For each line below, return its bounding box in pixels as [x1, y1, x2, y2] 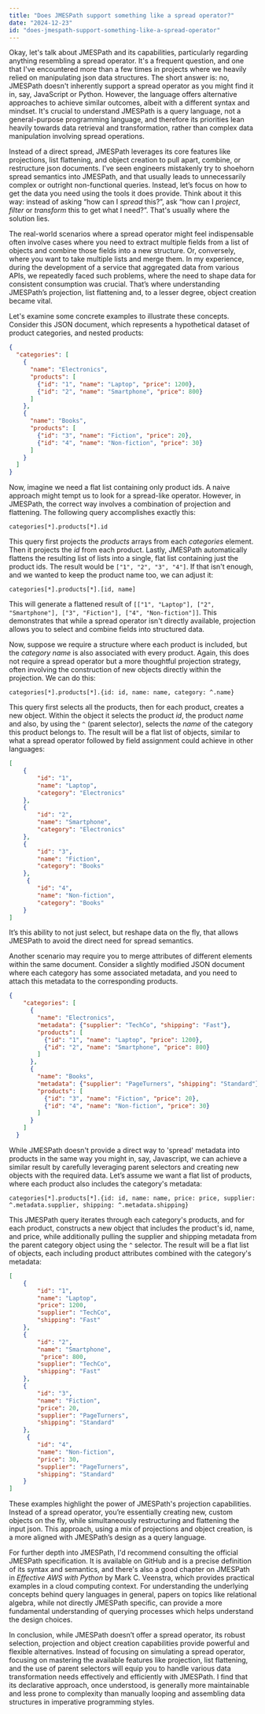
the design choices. [9, 1615, 73, 1625]
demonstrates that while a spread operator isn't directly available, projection [9, 616, 256, 625]
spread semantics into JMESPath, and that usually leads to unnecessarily [9, 172, 246, 181]
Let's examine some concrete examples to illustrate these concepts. [9, 312, 230, 321]
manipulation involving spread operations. [9, 132, 145, 141]
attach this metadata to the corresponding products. [9, 976, 179, 986]
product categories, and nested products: [9, 328, 144, 338]
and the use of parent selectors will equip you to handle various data [9, 1664, 231, 1673]
